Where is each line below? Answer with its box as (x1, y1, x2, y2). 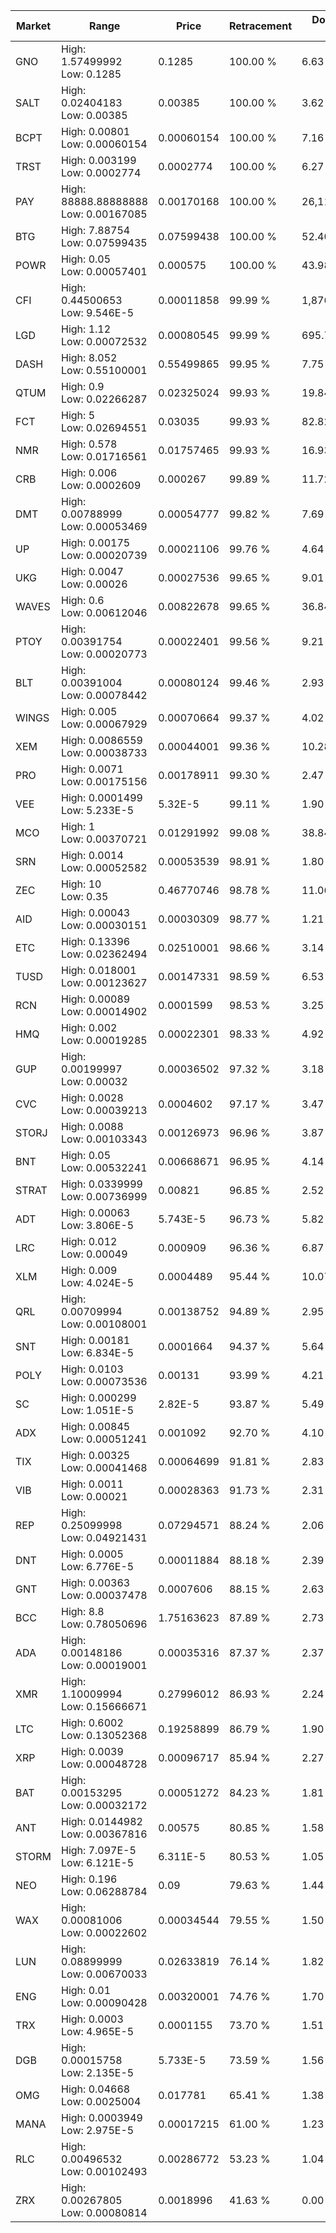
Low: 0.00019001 (61, 1659, 148, 1672)
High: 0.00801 (61, 125, 131, 138)
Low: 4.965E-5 (61, 2025, 135, 2038)
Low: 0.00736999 (61, 1190, 148, 1203)
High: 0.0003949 (61, 2111, 143, 2124)
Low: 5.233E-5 (61, 804, 135, 817)
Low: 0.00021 (61, 1490, 128, 1503)
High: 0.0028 (61, 1091, 124, 1104)
